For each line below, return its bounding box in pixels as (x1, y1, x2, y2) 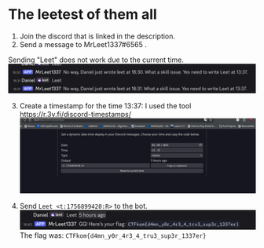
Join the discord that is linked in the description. (19, 31, 175, 41)
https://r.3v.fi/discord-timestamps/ (19, 109, 132, 119)
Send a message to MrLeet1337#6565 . (19, 39, 147, 49)
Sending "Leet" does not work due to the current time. (8, 55, 185, 64)
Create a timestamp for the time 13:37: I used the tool (19, 100, 192, 111)
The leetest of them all (8, 5, 157, 24)
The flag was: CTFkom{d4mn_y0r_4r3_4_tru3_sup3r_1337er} (19, 231, 207, 240)
